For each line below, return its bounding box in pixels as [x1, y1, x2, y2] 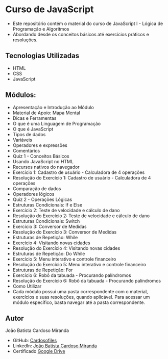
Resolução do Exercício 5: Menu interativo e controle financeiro [12, 261, 147, 267]
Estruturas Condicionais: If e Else [12, 201, 83, 208]
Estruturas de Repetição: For [12, 267, 73, 273]
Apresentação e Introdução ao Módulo [12, 104, 94, 110]
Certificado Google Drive [12, 348, 65, 354]
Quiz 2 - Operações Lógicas [12, 196, 73, 202]
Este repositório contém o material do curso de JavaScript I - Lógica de [12, 20, 163, 27]
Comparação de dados [12, 185, 61, 192]
